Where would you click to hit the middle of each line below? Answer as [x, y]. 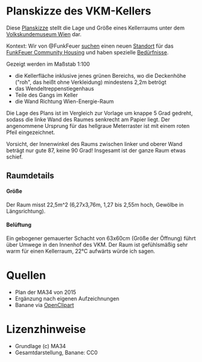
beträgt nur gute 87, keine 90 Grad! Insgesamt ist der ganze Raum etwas [96, 150]
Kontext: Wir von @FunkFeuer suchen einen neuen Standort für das [90, 46]
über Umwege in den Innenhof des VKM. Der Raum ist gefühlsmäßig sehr [97, 244]
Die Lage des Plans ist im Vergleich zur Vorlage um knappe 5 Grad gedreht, [99, 113]
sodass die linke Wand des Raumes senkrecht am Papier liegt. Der [88, 119]
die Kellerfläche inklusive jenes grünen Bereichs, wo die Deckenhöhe [100, 75]
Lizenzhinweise [46, 329]
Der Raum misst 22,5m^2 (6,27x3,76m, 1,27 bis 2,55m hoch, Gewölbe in [95, 205]
